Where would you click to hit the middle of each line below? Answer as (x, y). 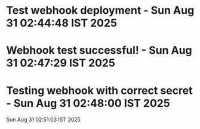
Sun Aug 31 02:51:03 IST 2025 (43, 119)
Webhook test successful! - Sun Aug (99, 50)
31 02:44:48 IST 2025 (62, 23)
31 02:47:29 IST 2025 (61, 63)
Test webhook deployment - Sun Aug (100, 10)
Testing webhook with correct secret (99, 90)
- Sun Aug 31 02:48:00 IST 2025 (88, 103)
